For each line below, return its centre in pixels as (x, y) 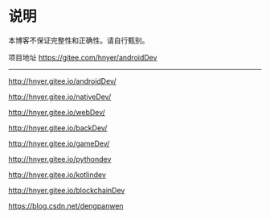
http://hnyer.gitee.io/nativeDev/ (60, 97)
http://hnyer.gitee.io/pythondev (60, 159)
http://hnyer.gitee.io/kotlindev (57, 175)
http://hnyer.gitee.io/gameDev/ (59, 143)
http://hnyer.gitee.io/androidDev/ (62, 81)
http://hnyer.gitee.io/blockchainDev (67, 190)
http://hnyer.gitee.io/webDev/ (57, 112)
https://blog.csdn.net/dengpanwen (66, 205)
